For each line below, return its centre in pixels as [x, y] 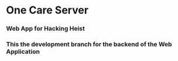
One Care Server [47, 10]
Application [23, 52]
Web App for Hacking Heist [45, 29]
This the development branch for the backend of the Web [89, 45]
